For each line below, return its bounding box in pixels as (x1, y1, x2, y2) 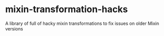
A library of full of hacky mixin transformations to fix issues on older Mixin (5, 20, 159, 26)
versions (5, 25, 23, 31)
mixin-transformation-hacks (5, 4, 128, 15)
